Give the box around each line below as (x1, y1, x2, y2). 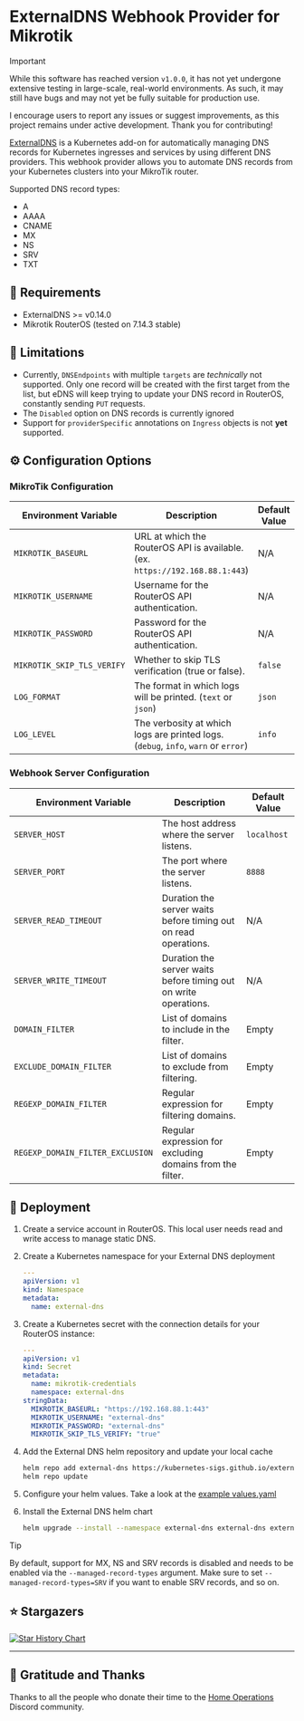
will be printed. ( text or (134, 691, 233, 704)
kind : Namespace (22, 1285, 84, 1294)
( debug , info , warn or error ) (134, 740, 249, 753)
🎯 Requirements (9, 285, 101, 301)
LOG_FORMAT (14, 692, 61, 703)
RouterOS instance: (22, 1328, 95, 1339)
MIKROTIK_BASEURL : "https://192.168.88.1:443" (31, 1404, 210, 1414)
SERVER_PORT (14, 867, 66, 877)
